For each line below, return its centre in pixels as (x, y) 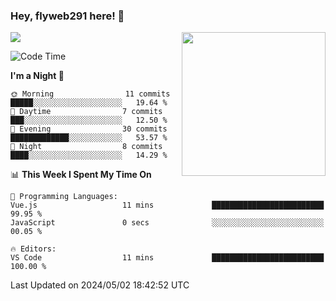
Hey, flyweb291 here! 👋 (67, 16)
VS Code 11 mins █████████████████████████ (167, 258)
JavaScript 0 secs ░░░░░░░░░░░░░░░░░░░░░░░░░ (167, 223)
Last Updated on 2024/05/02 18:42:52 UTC (100, 285)
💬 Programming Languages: (64, 197)
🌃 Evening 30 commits (89, 129)
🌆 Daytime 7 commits (86, 112)
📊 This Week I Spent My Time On (81, 175)
